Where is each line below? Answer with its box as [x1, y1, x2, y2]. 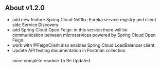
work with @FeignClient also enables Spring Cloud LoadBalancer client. [12, 42, 156, 48]
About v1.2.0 [5, 4, 45, 12]
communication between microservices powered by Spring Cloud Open [12, 32, 156, 38]
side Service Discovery [12, 22, 59, 27]
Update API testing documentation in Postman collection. [12, 47, 127, 53]
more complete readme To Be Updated [12, 57, 90, 63]
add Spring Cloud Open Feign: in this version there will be [12, 27, 128, 33]
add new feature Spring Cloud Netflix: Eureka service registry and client [12, 16, 157, 22]
